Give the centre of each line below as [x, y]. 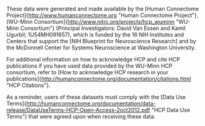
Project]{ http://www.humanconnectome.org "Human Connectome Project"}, [102, 15]
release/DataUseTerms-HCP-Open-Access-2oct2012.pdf [78, 110]
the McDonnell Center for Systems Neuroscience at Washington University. [101, 47]
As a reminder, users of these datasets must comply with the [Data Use [96, 97]
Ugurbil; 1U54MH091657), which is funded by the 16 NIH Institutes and [95, 35]
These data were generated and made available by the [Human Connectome [103, 9]
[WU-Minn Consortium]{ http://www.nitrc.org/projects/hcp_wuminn [91, 22]
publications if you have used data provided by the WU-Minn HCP [89, 66]
